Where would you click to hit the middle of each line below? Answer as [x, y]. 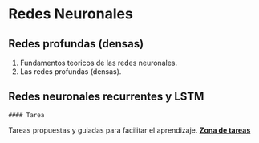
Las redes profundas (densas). [71, 71]
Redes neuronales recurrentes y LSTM [106, 97]
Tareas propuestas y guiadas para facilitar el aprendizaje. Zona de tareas [129, 130]
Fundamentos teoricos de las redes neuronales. [99, 63]
